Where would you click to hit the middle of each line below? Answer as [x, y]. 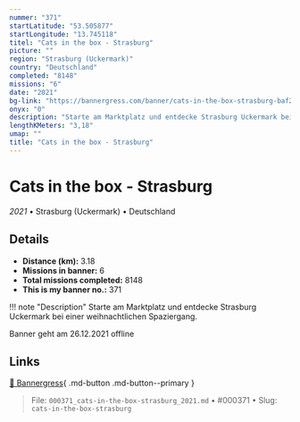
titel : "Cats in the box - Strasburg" [81, 42]
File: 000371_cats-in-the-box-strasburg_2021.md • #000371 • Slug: [154, 401]
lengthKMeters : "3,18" [51, 126]
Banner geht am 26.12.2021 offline [72, 333]
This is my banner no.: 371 [72, 289]
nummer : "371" [36, 17]
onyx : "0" [28, 109]
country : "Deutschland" [54, 68]
